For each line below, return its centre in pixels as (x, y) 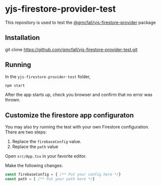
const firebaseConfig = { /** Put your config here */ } (63, 175)
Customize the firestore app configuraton (70, 115)
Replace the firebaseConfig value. (47, 142)
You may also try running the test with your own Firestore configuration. (77, 127)
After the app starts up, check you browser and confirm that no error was (79, 95)
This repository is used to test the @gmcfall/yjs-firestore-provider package (80, 22)
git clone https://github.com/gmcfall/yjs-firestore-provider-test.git (71, 49)
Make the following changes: (34, 166)
